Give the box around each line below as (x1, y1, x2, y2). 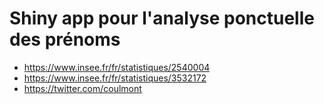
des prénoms (9, 28, 121, 51)
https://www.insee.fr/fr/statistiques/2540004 (23, 61, 211, 73)
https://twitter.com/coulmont (23, 82, 142, 94)
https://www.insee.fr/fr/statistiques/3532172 (23, 72, 207, 84)
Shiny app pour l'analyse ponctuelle (9, 7, 315, 30)
